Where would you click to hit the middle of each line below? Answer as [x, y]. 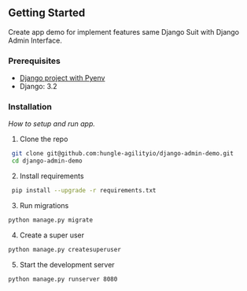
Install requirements [52, 176]
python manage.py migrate [50, 220]
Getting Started [47, 13]
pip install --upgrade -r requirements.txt [84, 191]
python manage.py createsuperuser [65, 249]
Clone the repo [44, 139]
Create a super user [52, 235]
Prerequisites [34, 61]
